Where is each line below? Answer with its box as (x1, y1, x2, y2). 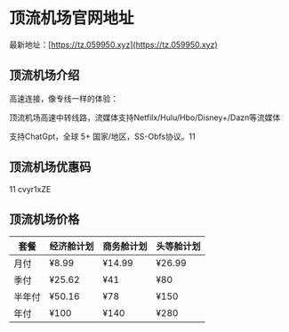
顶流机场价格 (9, 211, 80, 227)
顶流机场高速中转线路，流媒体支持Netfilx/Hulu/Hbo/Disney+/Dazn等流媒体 (9, 112, 281, 123)
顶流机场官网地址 (9, 8, 135, 28)
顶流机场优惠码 (9, 159, 92, 174)
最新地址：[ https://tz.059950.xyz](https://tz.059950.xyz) (9, 39, 218, 50)
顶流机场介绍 (9, 68, 80, 83)
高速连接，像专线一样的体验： (9, 93, 118, 103)
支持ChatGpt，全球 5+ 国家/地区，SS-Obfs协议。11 (9, 131, 196, 142)
